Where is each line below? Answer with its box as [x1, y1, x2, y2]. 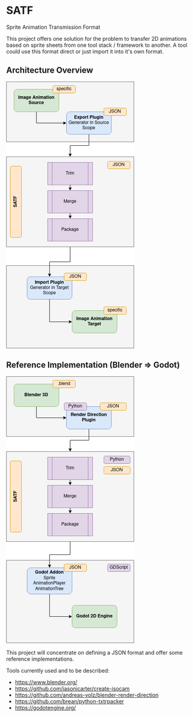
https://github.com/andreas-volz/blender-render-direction [14, 691, 159, 698]
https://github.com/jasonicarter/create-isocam [14, 685, 130, 692]
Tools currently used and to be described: [6, 667, 110, 674]
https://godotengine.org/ [14, 704, 76, 711]
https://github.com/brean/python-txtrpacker [14, 697, 125, 705]
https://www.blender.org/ [14, 679, 78, 686]
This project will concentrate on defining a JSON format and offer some [6, 649, 183, 656]
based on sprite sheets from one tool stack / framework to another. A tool [6, 41, 188, 49]
